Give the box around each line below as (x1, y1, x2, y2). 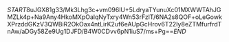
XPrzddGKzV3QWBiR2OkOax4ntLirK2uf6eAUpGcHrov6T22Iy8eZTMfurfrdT (7, 20, 222, 28)
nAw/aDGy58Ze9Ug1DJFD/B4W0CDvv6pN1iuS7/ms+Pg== (7, 27, 174, 35)
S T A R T (7, 6, 27, 14)
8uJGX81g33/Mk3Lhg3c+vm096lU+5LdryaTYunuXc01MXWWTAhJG (26, 6, 221, 14)
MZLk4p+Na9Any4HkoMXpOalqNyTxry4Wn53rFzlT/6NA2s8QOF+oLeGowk (7, 13, 222, 21)
